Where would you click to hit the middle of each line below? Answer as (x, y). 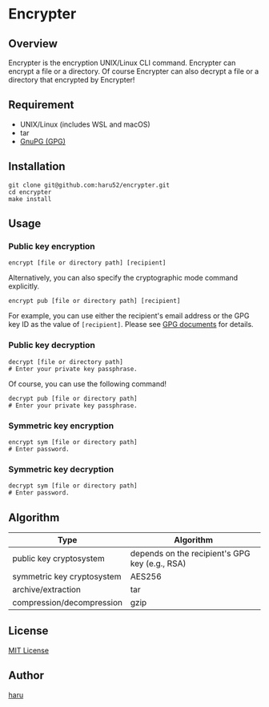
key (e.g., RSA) (158, 564)
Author (26, 675)
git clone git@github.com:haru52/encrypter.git (89, 185)
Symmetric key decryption (61, 469)
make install (30, 199)
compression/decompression (67, 603)
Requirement (41, 105)
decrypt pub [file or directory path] (73, 398)
